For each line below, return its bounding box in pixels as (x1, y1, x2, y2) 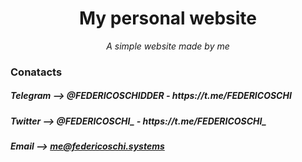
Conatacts (10, 65, 63, 79)
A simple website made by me (106, 40, 230, 52)
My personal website (78, 7, 258, 30)
